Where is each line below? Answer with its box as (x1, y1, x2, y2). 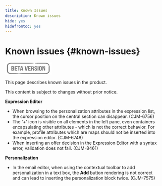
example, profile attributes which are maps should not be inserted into (12, 129, 156, 135)
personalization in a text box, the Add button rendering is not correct (12, 170, 153, 176)
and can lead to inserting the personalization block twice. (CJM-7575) (12, 175, 155, 181)
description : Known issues (5, 13, 61, 18)
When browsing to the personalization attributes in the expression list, (12, 108, 155, 114)
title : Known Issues (5, 8, 48, 13)
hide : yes (5, 18, 26, 23)
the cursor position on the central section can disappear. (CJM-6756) (12, 113, 155, 119)
